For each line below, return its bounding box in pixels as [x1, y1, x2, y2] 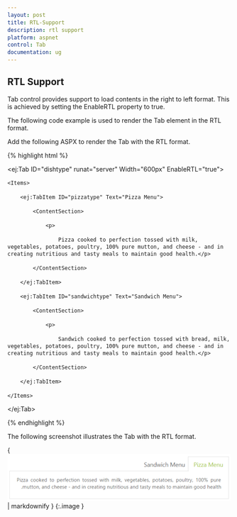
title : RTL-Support [7, 18, 65, 26]
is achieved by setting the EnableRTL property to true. [7, 102, 165, 111]
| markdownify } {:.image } [7, 501, 84, 510]
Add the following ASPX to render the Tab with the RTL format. [7, 137, 190, 145]
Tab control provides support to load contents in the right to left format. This [7, 94, 230, 103]
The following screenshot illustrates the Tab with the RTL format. [7, 432, 197, 440]
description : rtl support [7, 26, 84, 33]
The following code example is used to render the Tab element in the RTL [7, 116, 221, 124]
